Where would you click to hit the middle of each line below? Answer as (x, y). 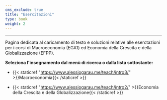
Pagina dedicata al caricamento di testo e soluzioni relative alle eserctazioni (83, 42)
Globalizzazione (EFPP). (30, 53)
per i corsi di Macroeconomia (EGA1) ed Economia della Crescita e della (78, 48)
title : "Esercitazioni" (30, 14)
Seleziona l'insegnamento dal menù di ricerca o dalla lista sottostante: (79, 63)
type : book (16, 19)
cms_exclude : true (24, 10)
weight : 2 (15, 24)
